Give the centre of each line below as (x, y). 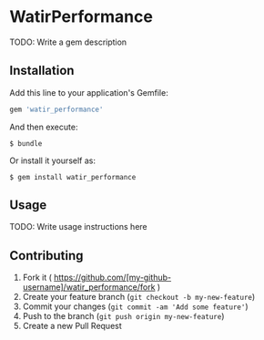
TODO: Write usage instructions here (78, 227)
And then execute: (44, 127)
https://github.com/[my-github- (112, 278)
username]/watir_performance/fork (89, 287)
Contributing (46, 256)
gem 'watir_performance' (56, 109)
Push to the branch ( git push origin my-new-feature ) (123, 316)
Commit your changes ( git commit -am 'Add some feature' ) (135, 306)
